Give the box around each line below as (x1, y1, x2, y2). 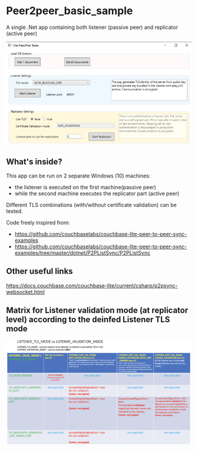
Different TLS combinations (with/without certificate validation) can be (6, 202, 177, 209)
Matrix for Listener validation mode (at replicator (6, 306, 189, 316)
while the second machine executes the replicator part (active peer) (14, 190, 180, 197)
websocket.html (6, 288, 45, 295)
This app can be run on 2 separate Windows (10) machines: (6, 172, 151, 179)
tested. (6, 208, 24, 215)
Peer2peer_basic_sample (6, 4, 133, 18)
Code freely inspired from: (6, 219, 70, 226)
